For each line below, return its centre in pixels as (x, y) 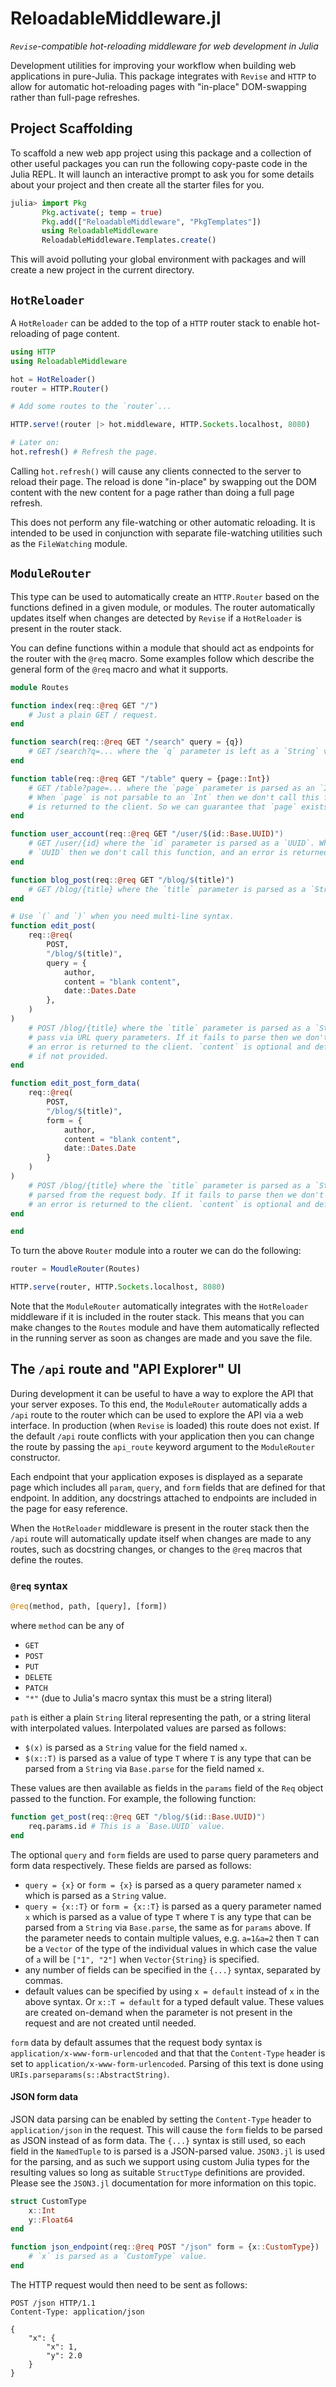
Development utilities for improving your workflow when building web (153, 65)
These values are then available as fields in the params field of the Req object (167, 1788)
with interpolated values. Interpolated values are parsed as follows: (148, 1728)
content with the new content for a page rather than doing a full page (152, 492)
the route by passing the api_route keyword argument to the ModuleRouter (163, 1446)
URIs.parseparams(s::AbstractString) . (90, 2074)
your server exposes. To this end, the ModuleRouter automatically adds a (159, 1404)
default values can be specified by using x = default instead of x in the (172, 1991)
